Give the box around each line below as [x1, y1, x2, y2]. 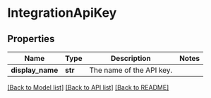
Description [110, 54, 151, 63]
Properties [7, 33, 55, 45]
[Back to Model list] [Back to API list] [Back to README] [7, 83, 169, 92]
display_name [11, 65, 59, 75]
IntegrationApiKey [7, 5, 117, 21]
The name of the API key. [89, 65, 173, 75]
